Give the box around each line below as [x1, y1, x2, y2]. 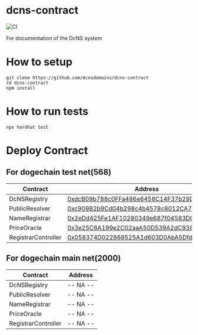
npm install [6, 85, 35, 91]
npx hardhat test [6, 124, 49, 130]
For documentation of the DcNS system [6, 34, 102, 41]
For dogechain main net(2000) [6, 253, 121, 264]
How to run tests [6, 105, 88, 118]
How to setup [6, 56, 72, 69]
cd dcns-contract [6, 80, 49, 86]
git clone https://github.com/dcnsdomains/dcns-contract [6, 74, 149, 80]
